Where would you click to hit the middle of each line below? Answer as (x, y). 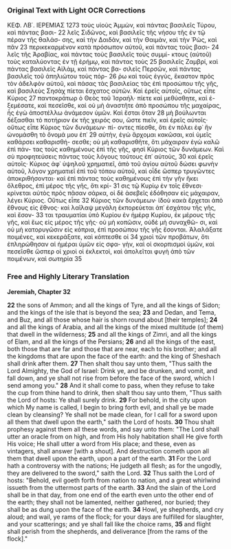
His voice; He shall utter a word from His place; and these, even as (101, 444)
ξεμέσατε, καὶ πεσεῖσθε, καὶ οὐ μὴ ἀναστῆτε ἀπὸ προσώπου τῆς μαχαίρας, (114, 106)
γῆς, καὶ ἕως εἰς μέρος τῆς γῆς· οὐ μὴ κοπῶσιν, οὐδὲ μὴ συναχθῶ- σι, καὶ (112, 223)
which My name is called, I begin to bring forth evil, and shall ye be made (111, 407)
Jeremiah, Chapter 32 (39, 291)
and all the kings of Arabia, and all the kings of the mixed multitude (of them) (115, 327)
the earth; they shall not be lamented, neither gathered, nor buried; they (109, 502)
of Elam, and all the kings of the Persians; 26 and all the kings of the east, (111, 341)
